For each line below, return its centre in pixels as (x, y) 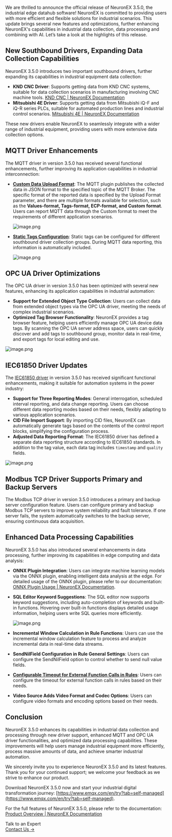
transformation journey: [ (31, 793)
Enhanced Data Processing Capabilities (70, 537)
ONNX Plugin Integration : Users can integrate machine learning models (89, 570)
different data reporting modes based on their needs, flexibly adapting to (89, 409)
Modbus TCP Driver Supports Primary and (74, 479)
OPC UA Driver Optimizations (53, 274)
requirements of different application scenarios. (63, 216)
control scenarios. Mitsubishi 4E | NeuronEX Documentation (76, 114)
